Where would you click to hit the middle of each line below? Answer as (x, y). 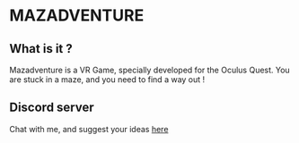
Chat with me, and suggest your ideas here (89, 129)
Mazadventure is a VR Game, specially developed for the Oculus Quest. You (149, 70)
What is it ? (41, 49)
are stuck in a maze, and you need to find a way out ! (107, 80)
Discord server (52, 108)
